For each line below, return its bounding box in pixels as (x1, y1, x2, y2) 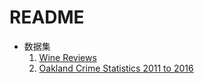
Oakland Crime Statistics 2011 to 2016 (38, 62, 194, 74)
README (9, 6, 85, 29)
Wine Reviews (38, 51, 97, 63)
